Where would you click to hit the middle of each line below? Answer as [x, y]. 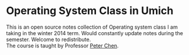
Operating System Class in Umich [90, 11]
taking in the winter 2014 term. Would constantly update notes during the [95, 33]
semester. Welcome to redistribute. [49, 39]
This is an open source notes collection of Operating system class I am [92, 27]
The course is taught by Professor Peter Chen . [62, 46]
